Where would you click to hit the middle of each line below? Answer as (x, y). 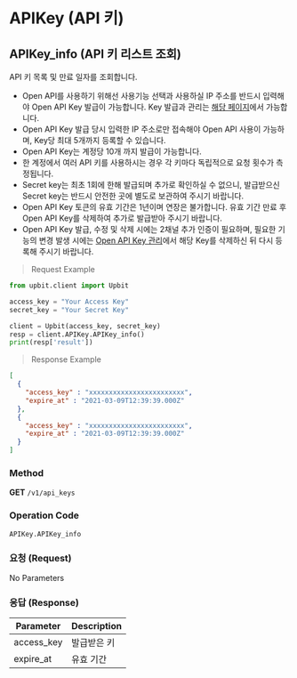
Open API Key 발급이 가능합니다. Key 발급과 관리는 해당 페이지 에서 (148, 107)
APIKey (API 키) (67, 18)
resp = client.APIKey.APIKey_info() (77, 335)
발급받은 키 (93, 643)
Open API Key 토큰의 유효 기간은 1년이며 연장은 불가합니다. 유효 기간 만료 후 (154, 207)
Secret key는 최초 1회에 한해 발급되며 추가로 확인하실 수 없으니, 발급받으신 (151, 185)
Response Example (66, 359)
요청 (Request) (40, 558)
